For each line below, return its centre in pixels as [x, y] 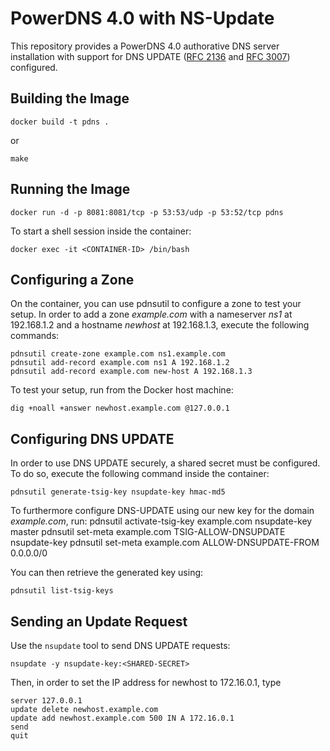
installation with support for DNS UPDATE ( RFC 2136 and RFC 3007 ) [150, 56]
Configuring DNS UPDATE [92, 438]
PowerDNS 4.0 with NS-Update [142, 18]
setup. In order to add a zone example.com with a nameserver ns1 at [151, 314]
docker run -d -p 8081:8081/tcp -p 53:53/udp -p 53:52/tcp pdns [147, 212]
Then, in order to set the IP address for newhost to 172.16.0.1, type [146, 682]
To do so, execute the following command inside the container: [140, 474]
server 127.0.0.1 [46, 701]
